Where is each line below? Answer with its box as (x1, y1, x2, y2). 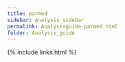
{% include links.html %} (7, 48, 77, 56)
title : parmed (7, 10, 48, 17)
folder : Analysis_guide (7, 29, 76, 37)
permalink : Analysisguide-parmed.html (7, 23, 118, 30)
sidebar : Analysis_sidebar (7, 17, 84, 23)
